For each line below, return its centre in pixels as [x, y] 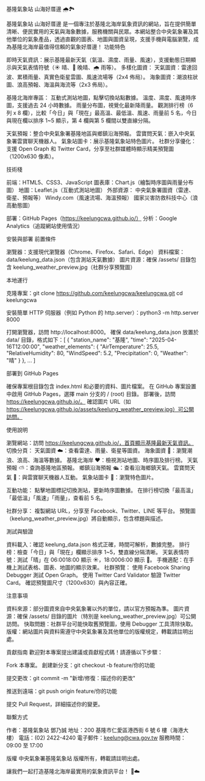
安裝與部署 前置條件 [31, 239]
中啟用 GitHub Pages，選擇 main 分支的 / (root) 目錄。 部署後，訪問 [91, 394]
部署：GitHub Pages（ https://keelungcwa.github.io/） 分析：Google [92, 218]
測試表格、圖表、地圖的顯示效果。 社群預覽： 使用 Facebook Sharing [103, 567]
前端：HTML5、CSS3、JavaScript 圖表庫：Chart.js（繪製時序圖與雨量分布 [100, 182]
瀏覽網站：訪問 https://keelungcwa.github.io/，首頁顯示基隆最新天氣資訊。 [100, 443]
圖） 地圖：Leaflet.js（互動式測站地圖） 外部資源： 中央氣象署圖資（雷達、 [100, 190]
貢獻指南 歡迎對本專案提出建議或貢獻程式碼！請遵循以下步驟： [85, 652]
